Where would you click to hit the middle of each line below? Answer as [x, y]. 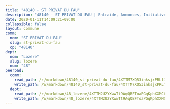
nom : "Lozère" [25, 57]
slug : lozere [24, 61]
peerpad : [14, 71]
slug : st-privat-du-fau [35, 43]
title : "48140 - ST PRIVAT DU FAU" [43, 10]
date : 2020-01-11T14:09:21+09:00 [40, 19]
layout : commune [22, 29]
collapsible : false [26, 24]
